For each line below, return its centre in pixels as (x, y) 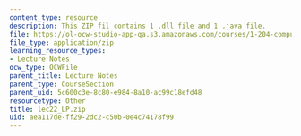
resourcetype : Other (48, 101)
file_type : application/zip (62, 42)
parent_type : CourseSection (62, 84)
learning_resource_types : (57, 51)
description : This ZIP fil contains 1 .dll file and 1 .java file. (138, 26)
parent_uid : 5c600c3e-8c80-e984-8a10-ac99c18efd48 (106, 92)
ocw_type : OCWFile (43, 68)
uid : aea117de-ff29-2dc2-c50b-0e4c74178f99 (92, 117)
